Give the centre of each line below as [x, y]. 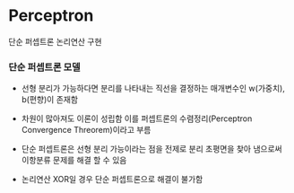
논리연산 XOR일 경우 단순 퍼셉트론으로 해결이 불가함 [112, 180]
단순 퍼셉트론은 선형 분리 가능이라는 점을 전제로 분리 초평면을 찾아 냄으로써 [152, 149]
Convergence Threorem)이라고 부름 [86, 130]
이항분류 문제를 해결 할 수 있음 [74, 160]
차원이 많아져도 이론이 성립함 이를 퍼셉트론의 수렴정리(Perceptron [137, 118]
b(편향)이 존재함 [49, 100]
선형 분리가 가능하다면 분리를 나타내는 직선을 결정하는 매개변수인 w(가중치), [153, 88]
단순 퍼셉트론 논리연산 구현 [55, 41]
